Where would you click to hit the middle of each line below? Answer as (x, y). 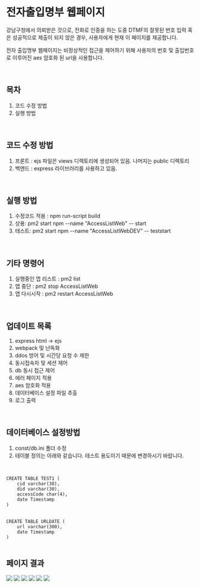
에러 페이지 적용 (33, 378)
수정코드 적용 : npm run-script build (57, 216)
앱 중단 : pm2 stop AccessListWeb (56, 286)
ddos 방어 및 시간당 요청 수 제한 (52, 355)
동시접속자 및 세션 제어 (41, 363)
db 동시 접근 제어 (35, 370)
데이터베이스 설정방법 (43, 432)
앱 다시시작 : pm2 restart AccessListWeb (64, 294)
